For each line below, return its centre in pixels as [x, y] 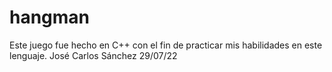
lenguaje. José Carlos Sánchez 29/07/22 [93, 55]
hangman [50, 17]
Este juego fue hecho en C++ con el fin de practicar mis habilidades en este [166, 45]
